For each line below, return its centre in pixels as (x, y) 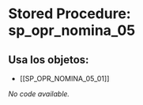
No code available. (39, 94)
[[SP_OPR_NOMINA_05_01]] (64, 79)
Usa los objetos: (49, 60)
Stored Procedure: (70, 14)
